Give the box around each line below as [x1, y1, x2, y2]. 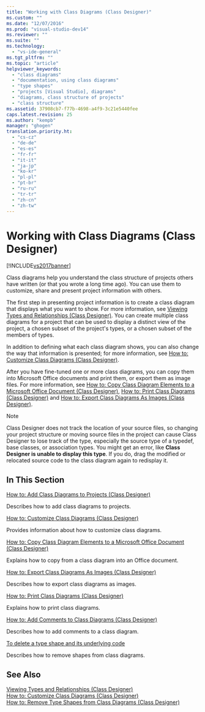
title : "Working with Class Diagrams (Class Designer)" [6, 9, 152, 15]
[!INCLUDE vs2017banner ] [6, 262, 72, 269]
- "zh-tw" [12, 203, 37, 209]
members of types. [6, 331, 54, 339]
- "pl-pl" [12, 174, 37, 181]
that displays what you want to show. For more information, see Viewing [6, 305, 188, 313]
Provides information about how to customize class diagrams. [6, 527, 162, 534]
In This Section [6, 474, 65, 485]
